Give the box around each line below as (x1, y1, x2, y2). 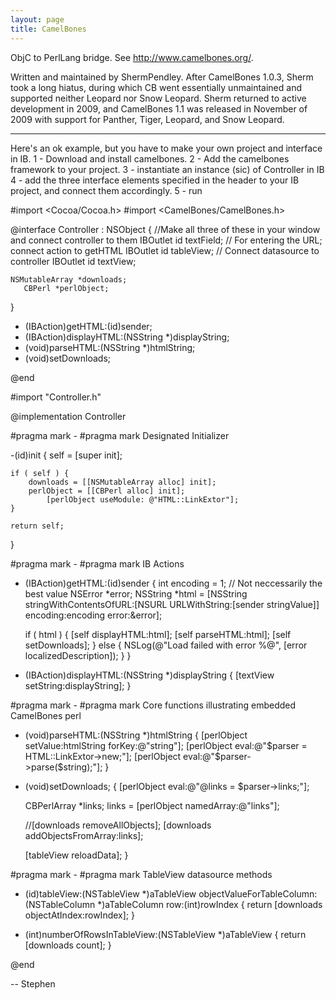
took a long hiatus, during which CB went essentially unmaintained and (10, 81, 302, 93)
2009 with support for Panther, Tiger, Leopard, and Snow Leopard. (10, 113, 285, 125)
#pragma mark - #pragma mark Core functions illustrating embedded (10, 699, 297, 711)
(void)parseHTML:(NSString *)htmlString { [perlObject (24, 729, 248, 741)
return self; (10, 521, 65, 531)
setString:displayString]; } (24, 679, 132, 691)
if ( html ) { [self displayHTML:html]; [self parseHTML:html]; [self (24, 628, 292, 640)
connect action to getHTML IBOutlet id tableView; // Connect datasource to (10, 244, 320, 256)
